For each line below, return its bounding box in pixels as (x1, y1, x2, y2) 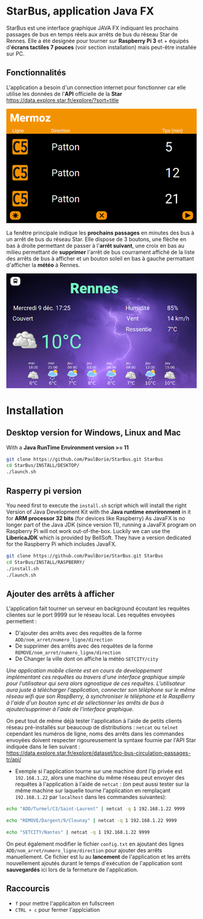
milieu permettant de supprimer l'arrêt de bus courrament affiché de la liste (6, 248, 195, 256)
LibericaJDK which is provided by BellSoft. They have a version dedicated (6, 534, 192, 541)
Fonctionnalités (6, 68, 66, 78)
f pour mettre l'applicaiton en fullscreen (14, 900, 115, 907)
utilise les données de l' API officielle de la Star (6, 90, 123, 98)
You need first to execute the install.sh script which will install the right (6, 502, 187, 509)
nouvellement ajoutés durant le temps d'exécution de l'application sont (6, 859, 182, 867)
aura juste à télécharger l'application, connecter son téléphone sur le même (6, 686, 196, 694)
